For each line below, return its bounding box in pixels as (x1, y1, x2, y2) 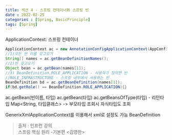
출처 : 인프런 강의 (17, 123, 52, 129)
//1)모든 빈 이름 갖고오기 (5, 52, 53, 57)
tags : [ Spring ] (5, 21, 38, 27)
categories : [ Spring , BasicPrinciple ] (5, 17, 91, 22)
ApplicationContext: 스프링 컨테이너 (5, 36, 78, 42)
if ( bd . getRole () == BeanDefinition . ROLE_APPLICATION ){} (5, 85, 127, 90)
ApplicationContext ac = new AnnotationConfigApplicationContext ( (5, 46, 150, 52)
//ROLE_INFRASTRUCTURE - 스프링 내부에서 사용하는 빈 (5, 75, 110, 80)
